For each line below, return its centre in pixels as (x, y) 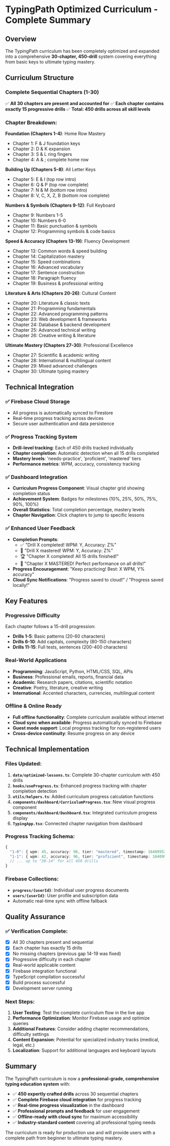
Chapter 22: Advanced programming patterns (60, 314)
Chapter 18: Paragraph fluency (45, 278)
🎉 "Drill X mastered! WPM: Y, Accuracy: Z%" (67, 550)
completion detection (35, 791)
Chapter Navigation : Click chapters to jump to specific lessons (78, 515)
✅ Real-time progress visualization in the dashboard (68, 1105)
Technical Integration (40, 387)
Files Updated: (24, 764)
